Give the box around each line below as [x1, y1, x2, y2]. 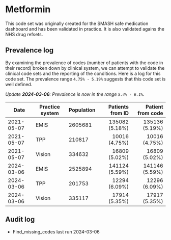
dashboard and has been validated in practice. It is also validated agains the [5, 25, 164, 32]
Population [68, 106, 96, 113]
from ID [110, 110, 129, 117]
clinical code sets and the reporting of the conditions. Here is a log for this [5, 70, 161, 76]
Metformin [5, 4, 51, 15]
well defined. [5, 81, 33, 87]
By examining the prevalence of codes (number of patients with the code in [5, 60, 163, 66]
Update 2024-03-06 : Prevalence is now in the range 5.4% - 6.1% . [5, 91, 145, 97]
